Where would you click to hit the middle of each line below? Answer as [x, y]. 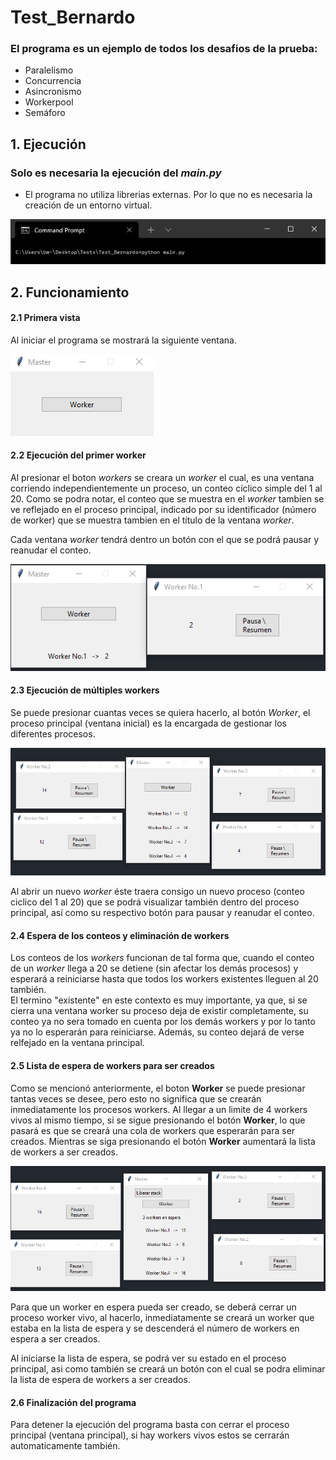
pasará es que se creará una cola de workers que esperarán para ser [153, 1130]
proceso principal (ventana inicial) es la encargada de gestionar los [148, 723]
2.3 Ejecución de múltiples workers [85, 690]
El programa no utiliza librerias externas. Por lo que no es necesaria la [168, 195]
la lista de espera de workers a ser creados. [100, 1379]
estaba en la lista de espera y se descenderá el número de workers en [155, 1328]
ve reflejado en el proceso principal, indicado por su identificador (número [163, 510]
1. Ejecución [48, 144]
